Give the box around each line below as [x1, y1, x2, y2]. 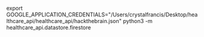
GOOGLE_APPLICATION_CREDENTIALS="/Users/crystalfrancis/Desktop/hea [6, 11, 198, 18]
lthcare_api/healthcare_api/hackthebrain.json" [6, 18, 122, 24]
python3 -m [122, 18, 153, 24]
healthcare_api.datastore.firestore [6, 24, 91, 31]
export [6, 5, 23, 12]
